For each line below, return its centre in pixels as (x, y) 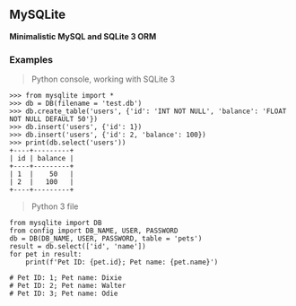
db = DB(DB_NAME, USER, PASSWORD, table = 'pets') (106, 239)
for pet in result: (46, 255)
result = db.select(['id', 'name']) (78, 247)
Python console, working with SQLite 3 (103, 79)
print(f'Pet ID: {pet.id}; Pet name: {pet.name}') (122, 262)
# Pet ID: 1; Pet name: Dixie (66, 278)
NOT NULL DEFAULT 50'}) (54, 119)
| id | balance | (42, 159)
